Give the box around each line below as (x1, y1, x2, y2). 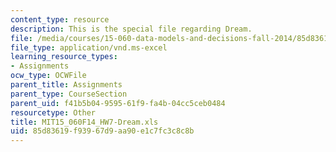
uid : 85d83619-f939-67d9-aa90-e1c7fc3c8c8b (10, 126, 195, 136)
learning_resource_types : (10, 52, 118, 62)
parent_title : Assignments (10, 80, 123, 90)
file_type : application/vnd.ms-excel (10, 42, 168, 53)
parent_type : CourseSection (10, 89, 128, 99)
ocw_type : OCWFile (10, 71, 87, 81)
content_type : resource (10, 14, 110, 25)
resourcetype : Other (10, 107, 97, 118)
